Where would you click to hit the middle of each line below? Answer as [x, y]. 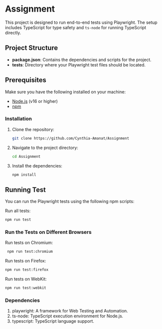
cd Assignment [26, 156]
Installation [19, 119]
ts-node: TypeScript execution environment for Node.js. [67, 316]
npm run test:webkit [26, 288]
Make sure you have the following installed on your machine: [65, 92]
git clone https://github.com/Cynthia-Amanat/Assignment [71, 138]
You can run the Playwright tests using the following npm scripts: [70, 201]
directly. [13, 33]
